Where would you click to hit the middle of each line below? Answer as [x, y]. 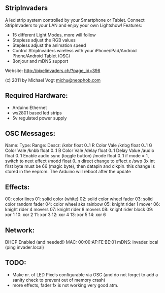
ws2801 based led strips [37, 112]
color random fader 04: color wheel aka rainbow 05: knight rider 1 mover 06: [82, 204]
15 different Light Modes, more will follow [54, 35]
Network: [20, 230]
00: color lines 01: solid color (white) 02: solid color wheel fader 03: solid [79, 199]
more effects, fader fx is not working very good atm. [65, 285]
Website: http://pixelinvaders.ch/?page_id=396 [53, 71]
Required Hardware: [36, 96]
